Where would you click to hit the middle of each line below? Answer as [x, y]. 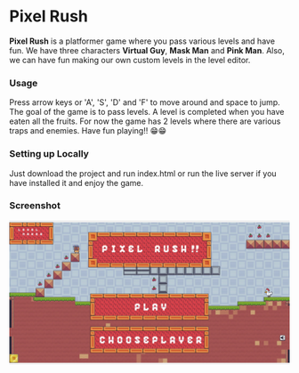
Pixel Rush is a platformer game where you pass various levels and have [142, 41]
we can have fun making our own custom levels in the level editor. [130, 60]
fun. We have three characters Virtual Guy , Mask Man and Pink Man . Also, [147, 50]
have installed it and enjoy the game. [77, 182]
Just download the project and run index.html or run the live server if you [143, 173]
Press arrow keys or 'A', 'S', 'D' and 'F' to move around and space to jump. [145, 102]
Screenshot [35, 206]
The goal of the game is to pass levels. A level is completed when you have [147, 112]
